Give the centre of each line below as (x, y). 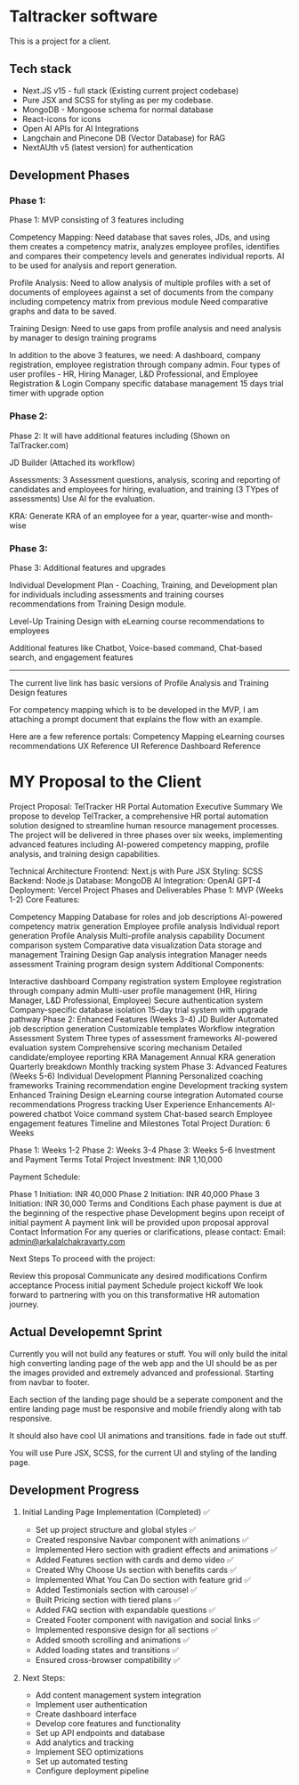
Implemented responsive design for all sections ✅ (126, 1630)
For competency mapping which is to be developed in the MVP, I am (134, 710)
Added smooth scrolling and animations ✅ (113, 1640)
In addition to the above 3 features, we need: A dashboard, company (135, 355)
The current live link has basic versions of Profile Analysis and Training (139, 683)
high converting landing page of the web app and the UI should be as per (143, 1363)
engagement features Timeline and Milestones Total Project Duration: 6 (140, 1123)
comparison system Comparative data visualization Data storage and (136, 945)
